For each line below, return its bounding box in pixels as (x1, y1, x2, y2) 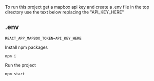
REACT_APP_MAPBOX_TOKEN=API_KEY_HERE (5, 36, 82, 40)
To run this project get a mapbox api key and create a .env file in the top (5, 4, 150, 10)
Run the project (5, 62, 36, 68)
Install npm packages (5, 44, 48, 50)
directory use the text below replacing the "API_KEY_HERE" (5, 9, 124, 15)
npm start (5, 71, 25, 76)
